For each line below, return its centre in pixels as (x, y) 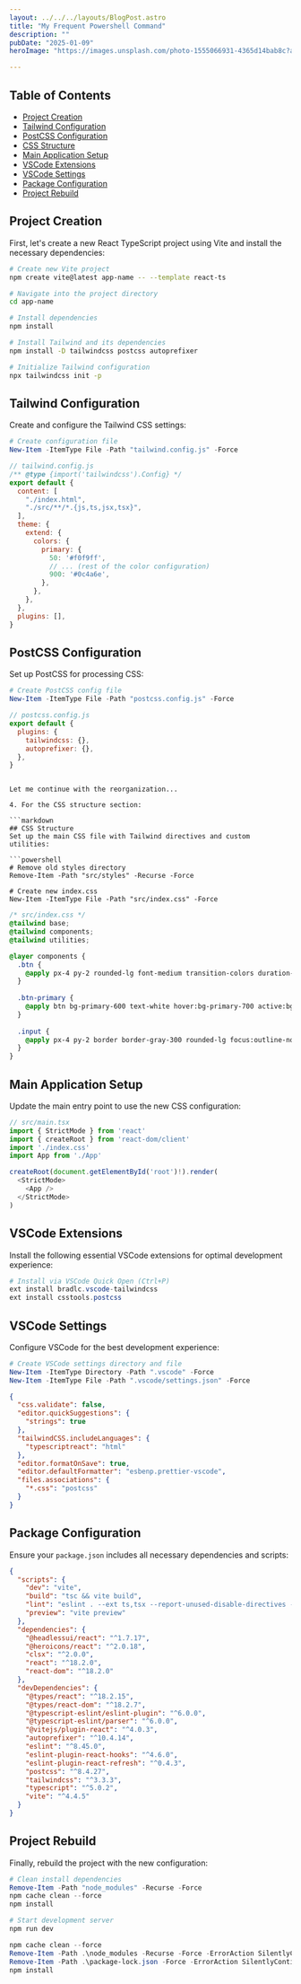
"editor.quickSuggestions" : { (73, 1413)
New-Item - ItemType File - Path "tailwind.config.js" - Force (124, 450)
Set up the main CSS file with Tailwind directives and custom (130, 837)
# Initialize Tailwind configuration (80, 367)
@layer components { (48, 956)
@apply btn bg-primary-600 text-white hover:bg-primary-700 (140, 1006)
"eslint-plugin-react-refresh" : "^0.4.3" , (106, 1763)
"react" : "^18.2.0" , (64, 1663)
